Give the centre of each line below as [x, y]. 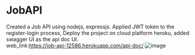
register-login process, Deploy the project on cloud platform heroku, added [98, 33]
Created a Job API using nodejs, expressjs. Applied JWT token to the [90, 27]
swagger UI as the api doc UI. [42, 39]
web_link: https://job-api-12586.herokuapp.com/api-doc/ [75, 46]
